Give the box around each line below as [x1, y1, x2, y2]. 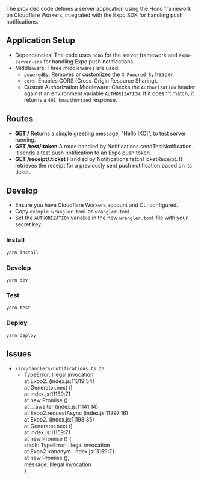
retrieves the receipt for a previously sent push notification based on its [14, 162, 193, 169]
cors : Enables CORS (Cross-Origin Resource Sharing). [23, 77, 158, 84]
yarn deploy [6, 332, 36, 338]
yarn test [6, 305, 31, 311]
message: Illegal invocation [23, 461, 91, 468]
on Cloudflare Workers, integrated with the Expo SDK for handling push [6, 11, 183, 19]
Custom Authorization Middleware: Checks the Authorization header [23, 83, 196, 90]
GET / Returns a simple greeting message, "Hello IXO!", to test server [14, 130, 187, 137]
